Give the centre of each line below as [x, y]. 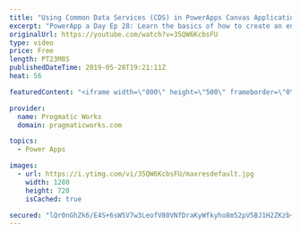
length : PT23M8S [39, 59]
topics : [24, 141]
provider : [28, 108]
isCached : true [54, 199]
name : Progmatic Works [60, 116]
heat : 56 [26, 76]
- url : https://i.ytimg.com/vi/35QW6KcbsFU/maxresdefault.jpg [136, 174]
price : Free [31, 51]
